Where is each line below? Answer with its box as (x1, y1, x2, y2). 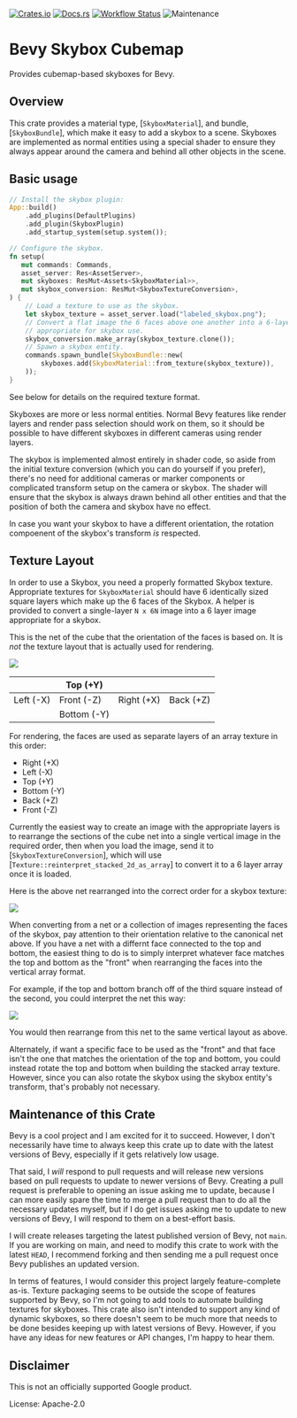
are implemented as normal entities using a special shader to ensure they (9, 136, 276, 147)
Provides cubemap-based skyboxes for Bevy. (9, 68, 175, 79)
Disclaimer (9, 1358, 70, 1373)
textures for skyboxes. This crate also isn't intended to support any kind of (9, 1304, 280, 1314)
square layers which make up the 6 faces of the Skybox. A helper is (9, 596, 255, 606)
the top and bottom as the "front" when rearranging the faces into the (9, 957, 263, 967)
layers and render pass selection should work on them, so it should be (9, 418, 265, 428)
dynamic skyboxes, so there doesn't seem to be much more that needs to (9, 1314, 278, 1324)
